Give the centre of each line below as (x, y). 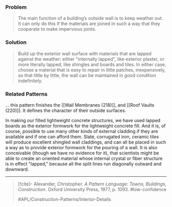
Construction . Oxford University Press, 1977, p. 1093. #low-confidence (92, 189)
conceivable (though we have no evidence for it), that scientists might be (82, 153)
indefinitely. (30, 81)
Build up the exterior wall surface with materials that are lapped (85, 53)
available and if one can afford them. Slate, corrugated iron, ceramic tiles (82, 136)
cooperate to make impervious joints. (57, 29)
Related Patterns (26, 94)
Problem (16, 7)
